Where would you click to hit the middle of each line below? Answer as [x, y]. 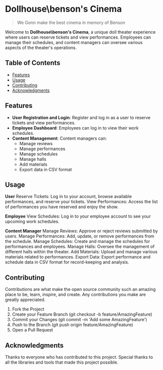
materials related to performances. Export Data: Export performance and [78, 257]
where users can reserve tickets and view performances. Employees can [78, 37]
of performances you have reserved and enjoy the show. [62, 207]
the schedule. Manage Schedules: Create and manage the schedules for [78, 241]
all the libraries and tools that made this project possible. [62, 362]
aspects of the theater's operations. [41, 47]
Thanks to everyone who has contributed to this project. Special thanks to [79, 357]
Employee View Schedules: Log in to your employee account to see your [78, 217]
